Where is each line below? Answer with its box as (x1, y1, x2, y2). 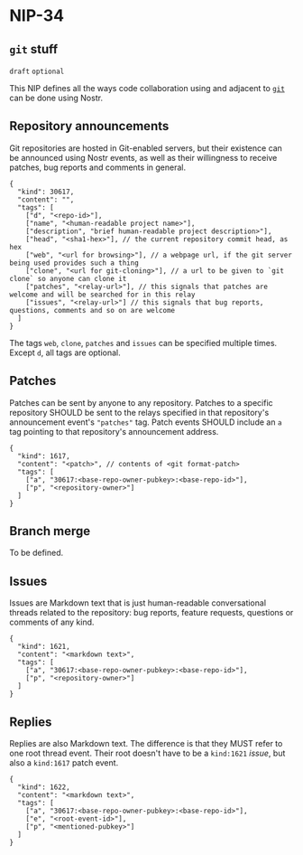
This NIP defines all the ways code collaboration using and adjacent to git (9, 83, 286, 93)
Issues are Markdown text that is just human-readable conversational (9, 597, 267, 608)
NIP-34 (9, 5, 65, 26)
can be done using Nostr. (9, 92, 104, 103)
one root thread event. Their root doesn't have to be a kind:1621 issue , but (9, 747, 286, 759)
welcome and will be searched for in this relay (9, 290, 196, 299)
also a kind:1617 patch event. (9, 757, 119, 768)
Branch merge (9, 523, 91, 539)
